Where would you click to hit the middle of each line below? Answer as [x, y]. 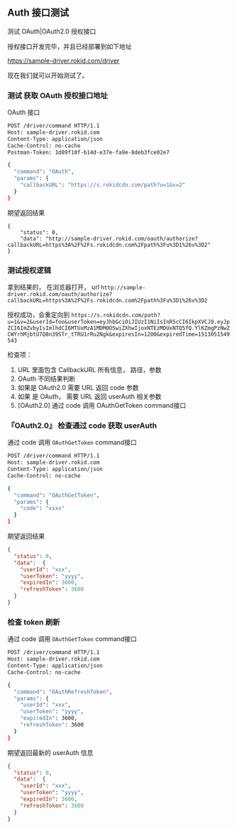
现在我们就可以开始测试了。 [48, 75]
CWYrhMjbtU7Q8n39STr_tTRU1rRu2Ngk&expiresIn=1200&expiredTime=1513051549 [119, 334]
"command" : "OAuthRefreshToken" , [63, 692]
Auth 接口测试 [38, 13]
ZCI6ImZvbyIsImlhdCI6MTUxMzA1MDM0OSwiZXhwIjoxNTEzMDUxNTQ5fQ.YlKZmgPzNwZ [119, 328]
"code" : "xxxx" [43, 508]
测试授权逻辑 [29, 270]
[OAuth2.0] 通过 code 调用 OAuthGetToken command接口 [102, 406]
